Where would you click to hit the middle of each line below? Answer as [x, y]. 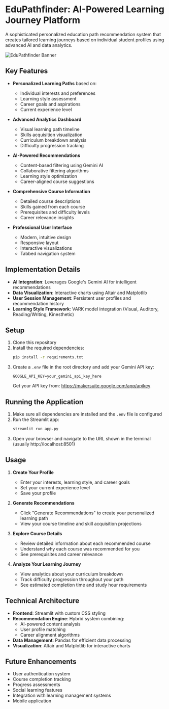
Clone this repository [35, 343]
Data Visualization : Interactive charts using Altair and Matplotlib [80, 293]
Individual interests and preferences [58, 93]
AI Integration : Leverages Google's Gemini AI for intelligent [75, 282]
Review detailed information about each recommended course [85, 543]
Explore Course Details [37, 533]
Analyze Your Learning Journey [47, 564]
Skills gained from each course [53, 206]
